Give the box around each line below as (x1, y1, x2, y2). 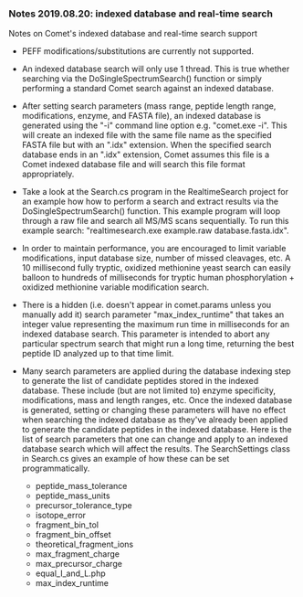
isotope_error (35, 510, 87, 521)
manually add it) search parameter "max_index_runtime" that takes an (21, 309, 285, 320)
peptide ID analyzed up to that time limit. (21, 348, 174, 359)
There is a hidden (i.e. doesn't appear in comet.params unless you (21, 300, 272, 311)
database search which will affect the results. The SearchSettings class (21, 443, 291, 454)
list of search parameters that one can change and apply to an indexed (21, 433, 288, 445)
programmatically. (21, 463, 90, 474)
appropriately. (21, 168, 75, 180)
